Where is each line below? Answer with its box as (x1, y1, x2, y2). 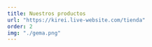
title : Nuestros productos (7, 10, 86, 17)
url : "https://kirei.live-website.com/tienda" (7, 17, 146, 23)
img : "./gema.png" (7, 29, 61, 37)
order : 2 (7, 23, 33, 30)
